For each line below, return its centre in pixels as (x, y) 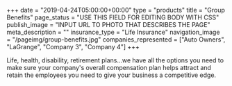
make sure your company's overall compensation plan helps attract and (109, 68)
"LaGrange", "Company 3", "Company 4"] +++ (73, 47)
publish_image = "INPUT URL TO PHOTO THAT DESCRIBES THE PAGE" (108, 25)
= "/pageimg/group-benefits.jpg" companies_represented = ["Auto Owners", (116, 40)
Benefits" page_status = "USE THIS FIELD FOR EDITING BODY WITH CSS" (113, 17)
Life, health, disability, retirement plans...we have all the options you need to (115, 60)
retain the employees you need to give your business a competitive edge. (111, 75)
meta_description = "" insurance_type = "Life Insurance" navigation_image (113, 32)
